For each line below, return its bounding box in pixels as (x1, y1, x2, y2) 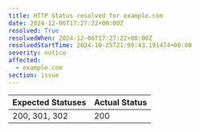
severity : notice (8, 49, 67, 57)
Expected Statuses (12, 97, 87, 108)
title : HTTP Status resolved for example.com (8, 11, 163, 20)
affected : (8, 57, 42, 65)
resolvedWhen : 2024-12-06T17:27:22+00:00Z (8, 34, 153, 42)
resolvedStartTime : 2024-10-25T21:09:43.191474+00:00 (8, 42, 193, 50)
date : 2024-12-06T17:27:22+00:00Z (8, 19, 124, 27)
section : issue (8, 71, 59, 79)
